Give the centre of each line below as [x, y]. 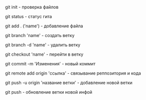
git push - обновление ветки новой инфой [49, 92]
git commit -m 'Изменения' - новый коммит [50, 64]
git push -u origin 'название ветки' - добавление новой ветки [69, 83]
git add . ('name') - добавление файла [44, 26]
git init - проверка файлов [32, 7]
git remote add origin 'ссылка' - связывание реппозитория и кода [73, 73]
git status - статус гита [29, 16]
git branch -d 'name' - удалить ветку [43, 45]
